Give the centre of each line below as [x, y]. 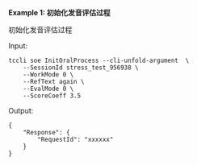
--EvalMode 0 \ [48, 89]
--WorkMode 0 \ [48, 75]
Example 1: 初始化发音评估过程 [59, 12]
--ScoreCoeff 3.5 [52, 96]
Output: [21, 111]
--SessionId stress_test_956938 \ [81, 68]
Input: [18, 46]
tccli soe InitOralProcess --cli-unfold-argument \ [99, 60]
